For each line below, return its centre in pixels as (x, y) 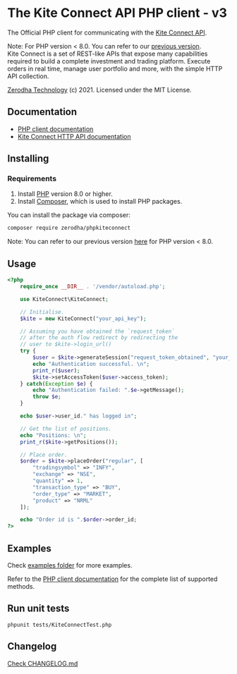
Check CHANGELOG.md (43, 663)
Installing (28, 159)
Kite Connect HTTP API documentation (74, 136)
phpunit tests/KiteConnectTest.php (60, 625)
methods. (21, 586)
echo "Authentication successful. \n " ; (91, 364)
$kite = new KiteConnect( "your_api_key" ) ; (83, 319)
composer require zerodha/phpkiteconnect (69, 228)
